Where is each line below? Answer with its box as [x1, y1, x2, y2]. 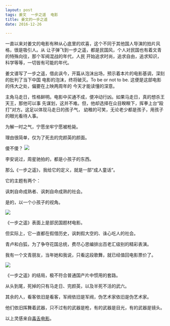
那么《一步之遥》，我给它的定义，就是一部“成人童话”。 [5, 167, 118, 173]
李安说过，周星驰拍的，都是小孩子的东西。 [5, 156, 94, 162]
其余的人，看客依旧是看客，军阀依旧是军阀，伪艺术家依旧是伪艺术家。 [5, 294, 152, 300]
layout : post [5, 7, 33, 13]
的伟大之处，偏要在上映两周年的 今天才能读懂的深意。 [5, 83, 117, 89]
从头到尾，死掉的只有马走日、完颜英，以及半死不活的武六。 [5, 283, 130, 289]
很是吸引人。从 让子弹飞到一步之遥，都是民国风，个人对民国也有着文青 [14, 47, 162, 53]
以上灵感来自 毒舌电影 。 [5, 315, 54, 321]
